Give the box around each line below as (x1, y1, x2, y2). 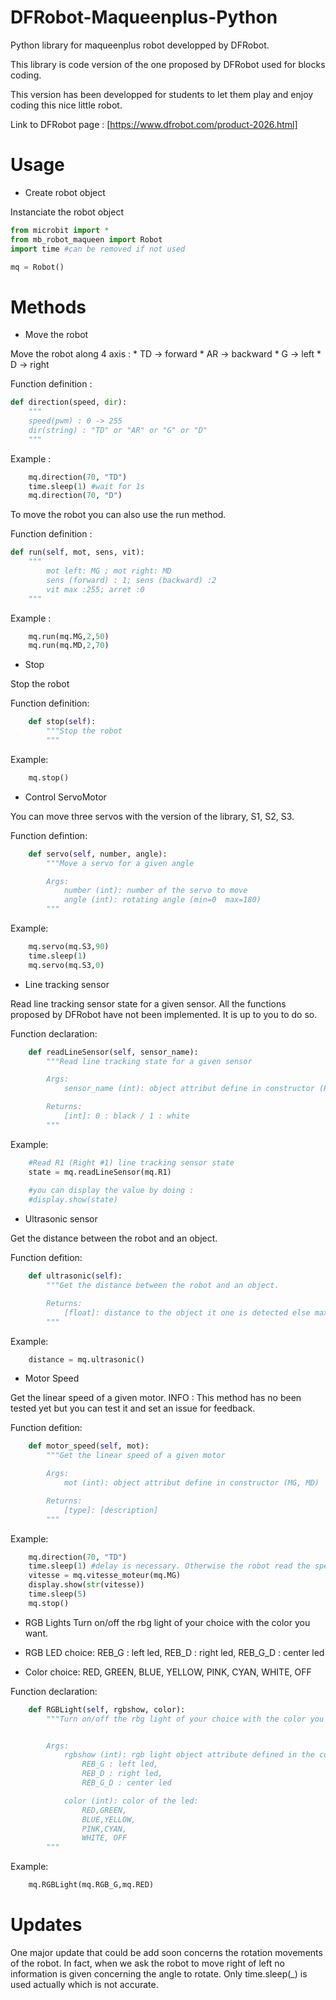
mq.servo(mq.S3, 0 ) (28, 960, 105, 970)
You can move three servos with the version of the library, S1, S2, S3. (10, 810, 295, 822)
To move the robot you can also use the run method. (10, 509, 227, 521)
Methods (10, 296, 87, 318)
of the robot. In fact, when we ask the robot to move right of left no (10, 1957, 285, 1969)
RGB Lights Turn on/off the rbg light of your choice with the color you (24, 1616, 311, 1628)
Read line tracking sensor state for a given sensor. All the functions (10, 997, 287, 1010)
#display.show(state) (28, 1195, 118, 1205)
